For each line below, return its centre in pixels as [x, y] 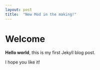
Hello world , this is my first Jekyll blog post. [50, 53]
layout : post [19, 10]
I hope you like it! [23, 62]
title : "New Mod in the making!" [41, 14]
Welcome [25, 39]
